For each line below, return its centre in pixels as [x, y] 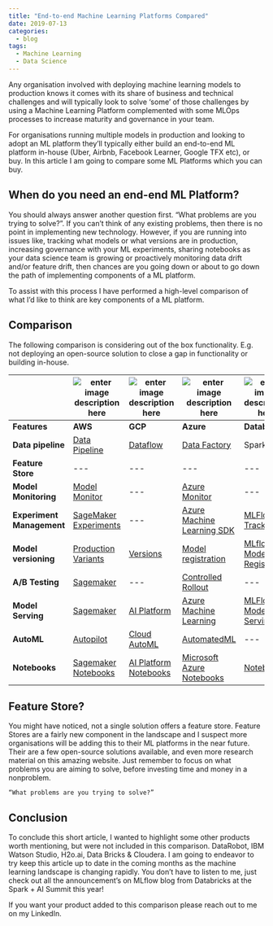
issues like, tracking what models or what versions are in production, [123, 240]
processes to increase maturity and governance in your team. [112, 119]
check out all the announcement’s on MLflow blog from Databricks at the [130, 880]
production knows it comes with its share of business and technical [121, 93]
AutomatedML [209, 639]
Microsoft [200, 657]
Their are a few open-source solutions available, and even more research [131, 752]
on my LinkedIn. [35, 914]
